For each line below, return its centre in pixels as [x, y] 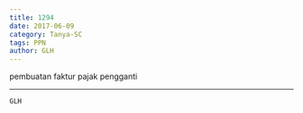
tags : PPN [28, 43]
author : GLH [32, 51]
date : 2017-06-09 [42, 26]
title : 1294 [32, 17]
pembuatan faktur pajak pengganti [73, 76]
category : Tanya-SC [46, 34]
